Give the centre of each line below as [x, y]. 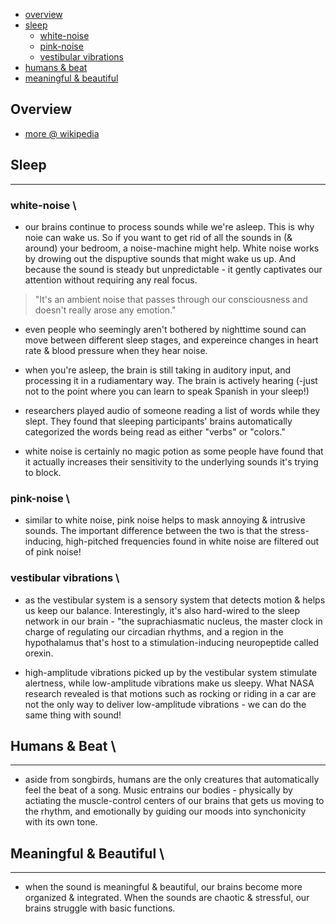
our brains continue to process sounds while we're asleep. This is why [169, 226]
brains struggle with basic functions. [100, 908]
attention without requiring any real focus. [111, 280]
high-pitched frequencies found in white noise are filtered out [192, 541]
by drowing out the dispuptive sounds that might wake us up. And [160, 258]
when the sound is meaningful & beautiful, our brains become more [163, 887]
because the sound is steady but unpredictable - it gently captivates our [173, 269]
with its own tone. [61, 822]
